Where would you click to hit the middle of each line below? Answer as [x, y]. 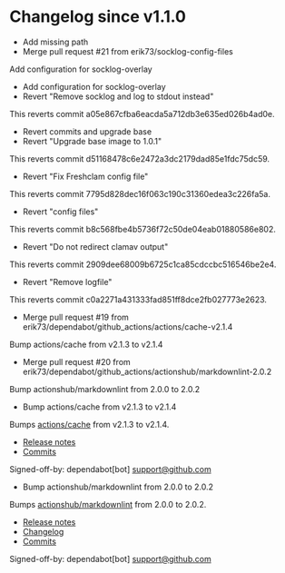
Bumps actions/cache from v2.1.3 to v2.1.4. [89, 424]
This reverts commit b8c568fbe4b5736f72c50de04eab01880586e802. [143, 229]
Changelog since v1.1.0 [98, 17]
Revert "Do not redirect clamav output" [95, 246]
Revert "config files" [60, 212]
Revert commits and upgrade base [87, 131]
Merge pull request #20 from [77, 361]
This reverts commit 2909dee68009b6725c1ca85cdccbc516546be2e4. [143, 264]
